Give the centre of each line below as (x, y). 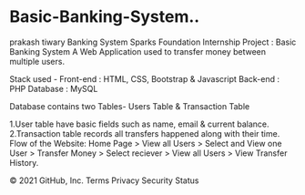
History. (24, 162)
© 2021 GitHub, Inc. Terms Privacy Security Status (104, 180)
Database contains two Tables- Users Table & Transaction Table (130, 106)
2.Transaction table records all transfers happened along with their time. (145, 133)
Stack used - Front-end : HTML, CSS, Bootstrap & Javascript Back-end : (145, 78)
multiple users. (37, 61)
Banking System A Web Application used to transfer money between (138, 51)
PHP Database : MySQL (54, 88)
